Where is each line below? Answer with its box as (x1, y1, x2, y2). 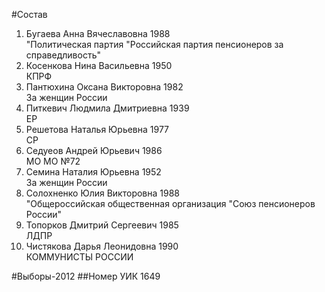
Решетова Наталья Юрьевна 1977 (25, 124, 170, 135)
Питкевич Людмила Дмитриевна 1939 (25, 102, 190, 114)
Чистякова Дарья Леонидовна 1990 (25, 240, 179, 252)
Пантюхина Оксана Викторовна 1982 (25, 81, 184, 93)
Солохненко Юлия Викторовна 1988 (25, 187, 180, 199)
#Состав (11, 9, 48, 20)
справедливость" (25, 49, 101, 61)
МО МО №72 (25, 155, 81, 167)
